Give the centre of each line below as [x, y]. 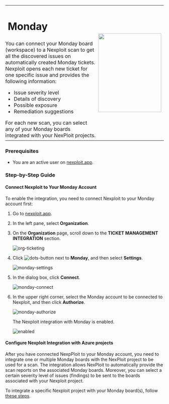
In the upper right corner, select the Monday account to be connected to [88, 297]
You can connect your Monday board [49, 44]
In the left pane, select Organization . [51, 223]
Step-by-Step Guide [30, 175]
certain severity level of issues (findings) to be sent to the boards [73, 375]
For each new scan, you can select [46, 123]
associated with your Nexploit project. [45, 381]
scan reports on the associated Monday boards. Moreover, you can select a [83, 370]
